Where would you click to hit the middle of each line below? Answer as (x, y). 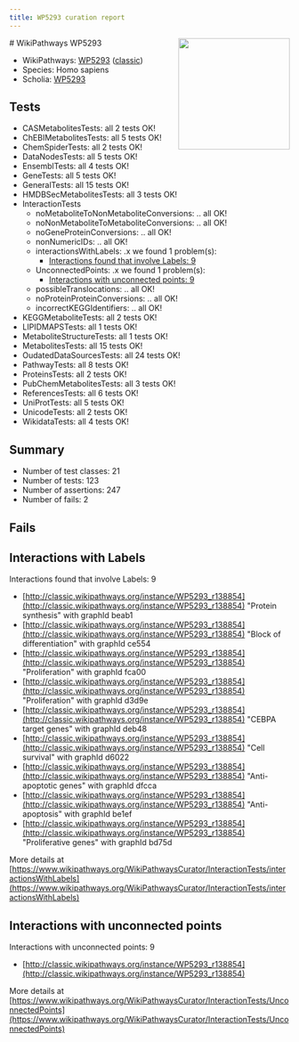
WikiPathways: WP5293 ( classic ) (83, 60)
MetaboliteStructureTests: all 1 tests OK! (95, 337)
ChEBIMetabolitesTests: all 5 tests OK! (92, 138)
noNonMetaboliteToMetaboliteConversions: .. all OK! (131, 223)
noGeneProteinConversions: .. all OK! (103, 232)
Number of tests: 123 (61, 481)
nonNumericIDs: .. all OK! (81, 242)
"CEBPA (262, 720)
